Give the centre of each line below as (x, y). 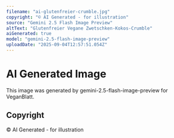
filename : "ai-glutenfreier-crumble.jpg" (58, 12)
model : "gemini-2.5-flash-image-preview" (58, 39)
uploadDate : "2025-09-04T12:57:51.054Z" (57, 45)
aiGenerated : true (29, 34)
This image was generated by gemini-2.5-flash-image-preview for (87, 90)
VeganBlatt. (20, 97)
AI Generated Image (56, 74)
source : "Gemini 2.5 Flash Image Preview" (59, 23)
